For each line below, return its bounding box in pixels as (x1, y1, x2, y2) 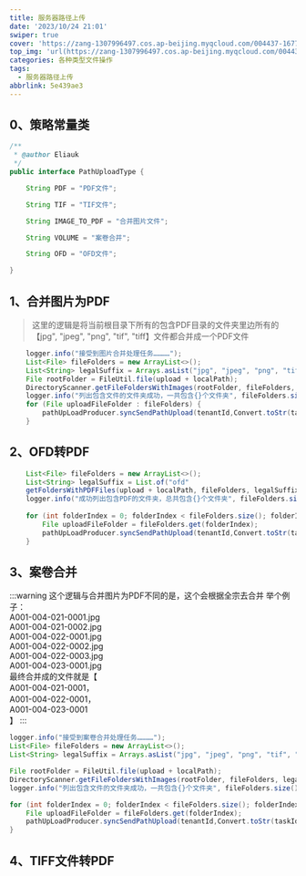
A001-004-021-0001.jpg (9, 612, 100, 623)
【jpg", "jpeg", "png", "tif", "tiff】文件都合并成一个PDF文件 (31, 331, 250, 342)
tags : (9, 65, 30, 74)
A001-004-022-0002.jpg (9, 641, 104, 652)
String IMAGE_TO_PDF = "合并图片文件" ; (25, 216, 169, 226)
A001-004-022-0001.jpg (9, 631, 102, 643)
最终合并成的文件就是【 (9, 671, 97, 682)
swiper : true (9, 30, 59, 39)
